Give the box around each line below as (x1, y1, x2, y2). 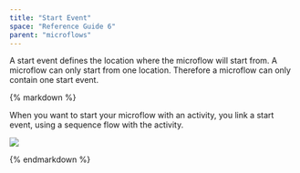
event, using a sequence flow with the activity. (9, 119, 184, 130)
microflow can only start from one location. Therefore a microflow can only (9, 65, 292, 76)
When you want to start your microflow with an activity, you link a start (9, 110, 274, 121)
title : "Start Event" (9, 13, 92, 23)
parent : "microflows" (9, 30, 92, 39)
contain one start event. (9, 75, 98, 86)
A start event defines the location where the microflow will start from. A (9, 56, 278, 66)
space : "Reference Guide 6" (9, 22, 117, 31)
